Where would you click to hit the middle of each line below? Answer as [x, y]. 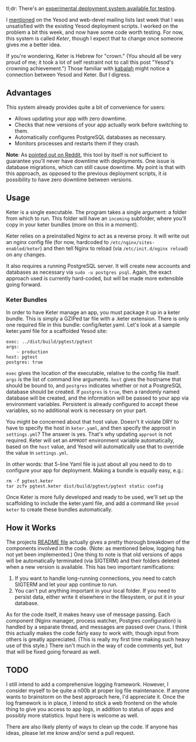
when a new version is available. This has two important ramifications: [91, 566]
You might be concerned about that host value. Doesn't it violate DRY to [93, 421]
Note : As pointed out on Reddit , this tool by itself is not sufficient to [87, 154]
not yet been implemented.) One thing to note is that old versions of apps [94, 554]
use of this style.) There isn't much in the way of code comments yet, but [94, 645]
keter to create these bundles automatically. [59, 509]
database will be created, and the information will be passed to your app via [97, 398]
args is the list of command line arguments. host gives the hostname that [94, 379]
